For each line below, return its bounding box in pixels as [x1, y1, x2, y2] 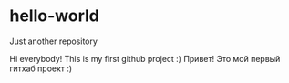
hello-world [9, 5, 100, 26]
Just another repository [9, 36, 98, 47]
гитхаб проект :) [9, 63, 73, 74]
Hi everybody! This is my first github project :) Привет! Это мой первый [9, 53, 281, 64]
